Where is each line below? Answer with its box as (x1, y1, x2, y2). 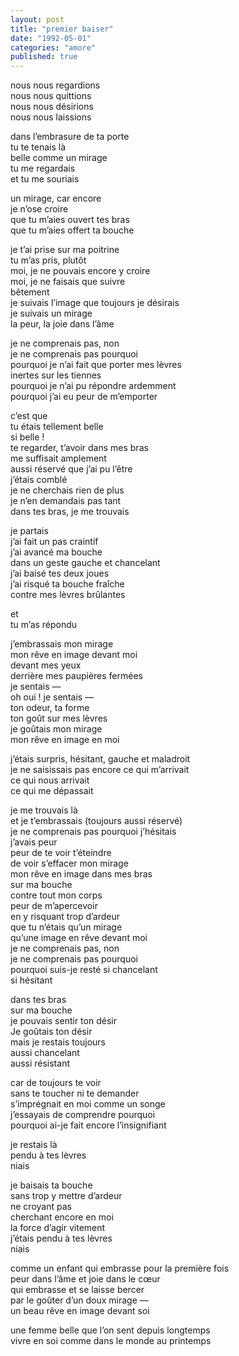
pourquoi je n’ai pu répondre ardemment (10, 380, 177, 392)
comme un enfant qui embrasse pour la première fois (10, 1262, 230, 1275)
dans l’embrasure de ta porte (10, 131, 130, 143)
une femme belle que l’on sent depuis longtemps (10, 1324, 211, 1336)
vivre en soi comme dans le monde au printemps (10, 1335, 212, 1347)
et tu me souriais (10, 173, 80, 185)
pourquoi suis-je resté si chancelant (10, 964, 158, 976)
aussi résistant (10, 1057, 70, 1070)
